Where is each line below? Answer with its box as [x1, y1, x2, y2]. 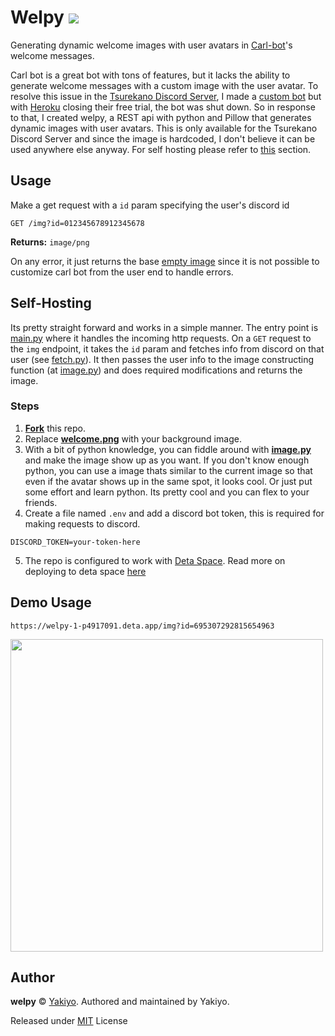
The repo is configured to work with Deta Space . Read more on [24, 554, 286, 566]
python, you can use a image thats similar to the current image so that [24, 464, 313, 476]
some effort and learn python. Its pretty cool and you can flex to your [24, 486, 310, 498]
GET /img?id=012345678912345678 [10, 218, 145, 228]
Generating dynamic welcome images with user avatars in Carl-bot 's [10, 39, 293, 51]
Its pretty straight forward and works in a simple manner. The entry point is [10, 321, 319, 333]
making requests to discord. [24, 517, 141, 530]
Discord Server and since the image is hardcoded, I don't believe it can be [10, 132, 316, 145]
